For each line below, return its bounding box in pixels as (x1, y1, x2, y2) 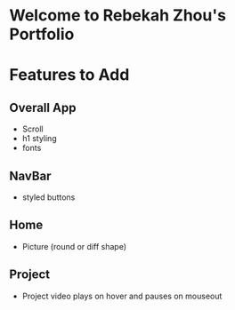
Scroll (21, 123, 44, 134)
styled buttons (21, 192, 76, 203)
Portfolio (9, 24, 75, 44)
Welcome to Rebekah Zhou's (9, 5, 227, 26)
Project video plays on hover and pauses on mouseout (21, 290, 223, 301)
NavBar (9, 168, 52, 183)
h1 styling (21, 133, 57, 144)
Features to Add (9, 65, 130, 85)
